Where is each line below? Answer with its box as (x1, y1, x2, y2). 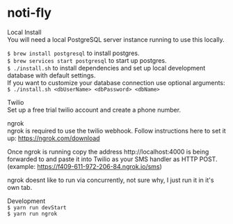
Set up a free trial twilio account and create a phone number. (7, 105, 182, 114)
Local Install (7, 28, 42, 36)
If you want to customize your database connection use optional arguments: (7, 78, 225, 87)
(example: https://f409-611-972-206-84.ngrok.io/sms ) (7, 162, 162, 170)
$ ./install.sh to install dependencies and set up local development (7, 64, 206, 72)
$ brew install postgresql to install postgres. (7, 49, 140, 57)
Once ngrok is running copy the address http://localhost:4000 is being (7, 147, 209, 156)
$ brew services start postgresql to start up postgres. (7, 56, 167, 64)
